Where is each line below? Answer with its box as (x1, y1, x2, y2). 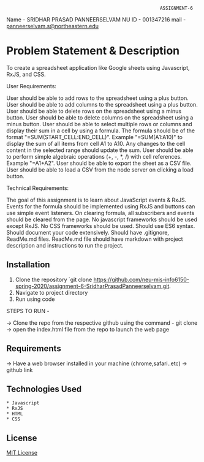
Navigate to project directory (15, 289, 88, 296)
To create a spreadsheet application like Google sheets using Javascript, (6, 64, 190, 71)
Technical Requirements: (6, 184, 69, 192)
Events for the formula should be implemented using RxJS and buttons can (6, 202, 195, 210)
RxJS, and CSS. (6, 70, 46, 78)
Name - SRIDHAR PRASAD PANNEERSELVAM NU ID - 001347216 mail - (6, 16, 186, 23)
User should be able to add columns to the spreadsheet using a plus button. (6, 100, 198, 108)
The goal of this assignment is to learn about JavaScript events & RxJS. (6, 196, 187, 203)
